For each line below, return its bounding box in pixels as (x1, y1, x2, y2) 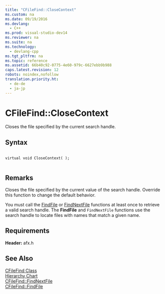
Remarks (5, 174, 34, 182)
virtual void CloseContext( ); (5, 156, 70, 161)
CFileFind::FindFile (5, 283, 43, 289)
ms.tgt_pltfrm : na (5, 53, 43, 59)
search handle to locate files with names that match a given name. (5, 212, 140, 218)
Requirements (5, 227, 50, 235)
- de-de (9, 81, 26, 86)
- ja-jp (9, 86, 26, 91)
